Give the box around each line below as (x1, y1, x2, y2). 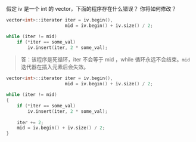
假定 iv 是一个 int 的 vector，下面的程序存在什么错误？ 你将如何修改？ (6, 5, 177, 12)
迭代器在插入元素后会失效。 (20, 63, 89, 70)
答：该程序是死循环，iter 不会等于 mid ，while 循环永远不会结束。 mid (20, 56, 191, 63)
